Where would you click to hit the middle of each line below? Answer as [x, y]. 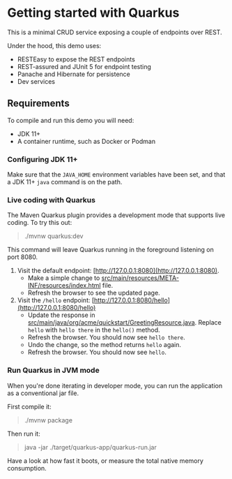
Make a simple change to [64, 278]
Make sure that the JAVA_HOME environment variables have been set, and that [116, 175]
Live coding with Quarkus [52, 200]
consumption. [27, 468]
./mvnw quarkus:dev [54, 236]
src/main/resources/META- [140, 278]
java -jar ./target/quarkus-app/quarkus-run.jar [90, 447]
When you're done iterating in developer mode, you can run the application [115, 385]
